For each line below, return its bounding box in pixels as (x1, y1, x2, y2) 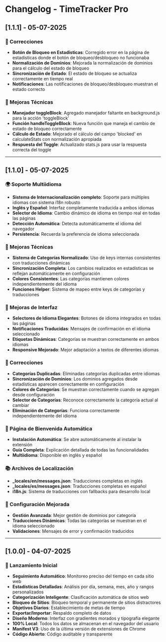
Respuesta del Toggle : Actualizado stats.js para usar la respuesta (12, 141, 147, 147)
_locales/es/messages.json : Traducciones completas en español (12, 483, 147, 489)
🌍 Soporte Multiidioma (5, 181, 62, 188)
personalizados (12, 589, 44, 595)
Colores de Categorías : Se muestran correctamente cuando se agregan (12, 386, 160, 392)
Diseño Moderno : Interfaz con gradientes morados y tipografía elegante (12, 615, 160, 621)
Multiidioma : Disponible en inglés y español (12, 452, 102, 458)
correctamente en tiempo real (12, 75, 73, 81)
